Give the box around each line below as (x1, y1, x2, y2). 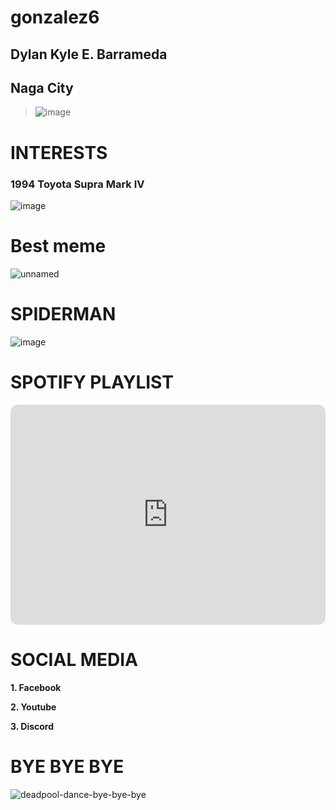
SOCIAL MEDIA (10, 648, 138, 671)
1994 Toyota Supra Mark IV (10, 177, 145, 191)
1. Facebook (10, 681, 62, 693)
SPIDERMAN (10, 303, 117, 325)
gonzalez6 (10, 6, 100, 29)
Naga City (10, 79, 74, 96)
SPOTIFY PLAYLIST (10, 371, 174, 393)
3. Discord (10, 720, 55, 732)
